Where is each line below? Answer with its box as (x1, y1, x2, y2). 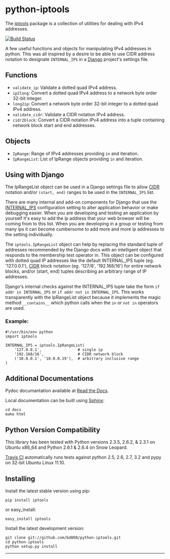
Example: (5, 318, 29, 325)
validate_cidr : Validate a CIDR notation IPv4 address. (12, 111, 125, 117)
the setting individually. (5, 232, 54, 238)
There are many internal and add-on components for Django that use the (5, 199, 157, 205)
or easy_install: (5, 507, 36, 513)
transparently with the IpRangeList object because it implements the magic (5, 294, 161, 301)
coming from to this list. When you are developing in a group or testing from (5, 221, 163, 227)
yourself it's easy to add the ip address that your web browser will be (5, 215, 149, 221)
